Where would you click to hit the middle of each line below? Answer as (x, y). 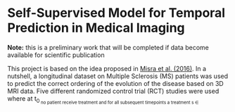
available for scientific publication (56, 55)
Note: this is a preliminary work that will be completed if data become (108, 47)
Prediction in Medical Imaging (96, 28)
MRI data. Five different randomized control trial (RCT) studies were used (113, 91)
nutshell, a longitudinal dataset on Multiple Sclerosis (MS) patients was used (118, 76)
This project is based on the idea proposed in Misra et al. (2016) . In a (107, 68)
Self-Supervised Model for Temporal (116, 13)
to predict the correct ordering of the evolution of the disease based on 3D (115, 83)
